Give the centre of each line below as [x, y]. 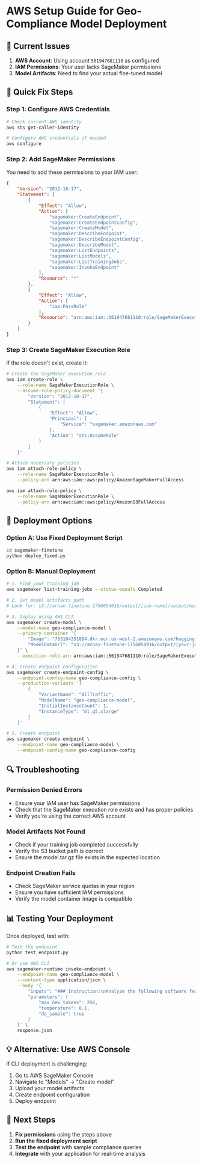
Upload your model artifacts [50, 1088]
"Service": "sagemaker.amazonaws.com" [109, 424]
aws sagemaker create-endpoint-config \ [58, 672]
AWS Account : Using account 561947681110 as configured [87, 60]
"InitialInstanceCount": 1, [74, 706]
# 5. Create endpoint [33, 733]
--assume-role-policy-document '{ [60, 390]
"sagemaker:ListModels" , [80, 256]
